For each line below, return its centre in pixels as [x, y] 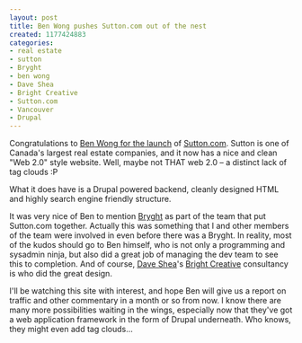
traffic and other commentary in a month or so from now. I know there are [145, 301]
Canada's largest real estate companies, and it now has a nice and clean [143, 153]
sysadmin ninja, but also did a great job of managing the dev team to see [144, 255]
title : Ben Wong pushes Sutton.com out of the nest [108, 26]
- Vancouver [31, 110]
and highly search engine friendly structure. [90, 199]
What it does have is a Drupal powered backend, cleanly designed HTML [144, 189]
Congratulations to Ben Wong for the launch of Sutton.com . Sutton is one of [149, 144]
